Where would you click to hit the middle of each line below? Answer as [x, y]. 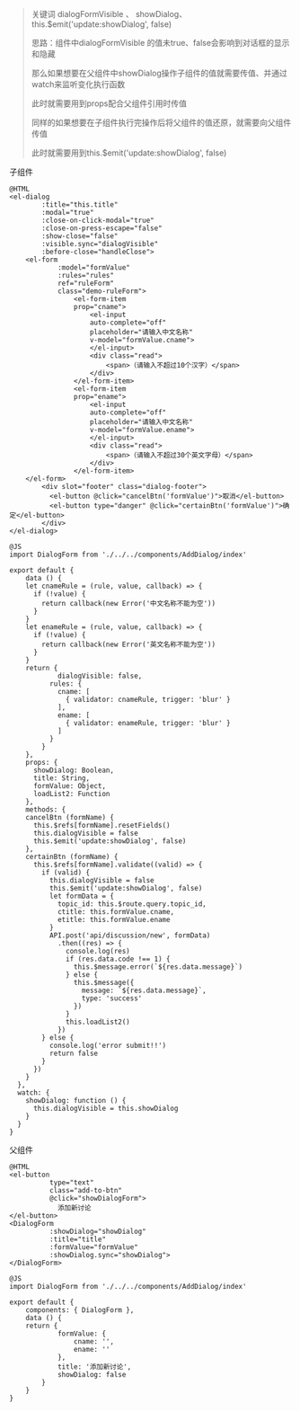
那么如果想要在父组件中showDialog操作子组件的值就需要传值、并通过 [159, 73]
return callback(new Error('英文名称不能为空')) [129, 644]
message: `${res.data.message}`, [144, 990]
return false [74, 1053]
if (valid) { [66, 873]
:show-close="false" [80, 236]
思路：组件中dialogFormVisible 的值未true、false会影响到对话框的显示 [160, 43]
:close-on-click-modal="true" [98, 220]
